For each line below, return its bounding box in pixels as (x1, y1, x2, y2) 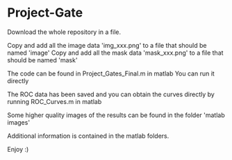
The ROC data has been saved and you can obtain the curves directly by (7, 90, 215, 98)
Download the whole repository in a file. (7, 28, 122, 36)
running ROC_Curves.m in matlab (7, 97, 102, 105)
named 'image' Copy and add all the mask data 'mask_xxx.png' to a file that (7, 48, 224, 57)
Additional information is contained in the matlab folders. (7, 132, 169, 140)
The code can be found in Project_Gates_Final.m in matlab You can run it (7, 69, 215, 78)
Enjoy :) (7, 145, 29, 153)
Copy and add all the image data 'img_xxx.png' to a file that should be (7, 41, 207, 49)
